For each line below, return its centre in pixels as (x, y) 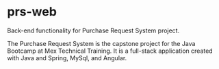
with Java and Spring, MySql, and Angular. (67, 57)
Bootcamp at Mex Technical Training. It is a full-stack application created (110, 51)
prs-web (32, 12)
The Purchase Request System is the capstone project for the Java (101, 43)
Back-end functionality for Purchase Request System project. (93, 30)
